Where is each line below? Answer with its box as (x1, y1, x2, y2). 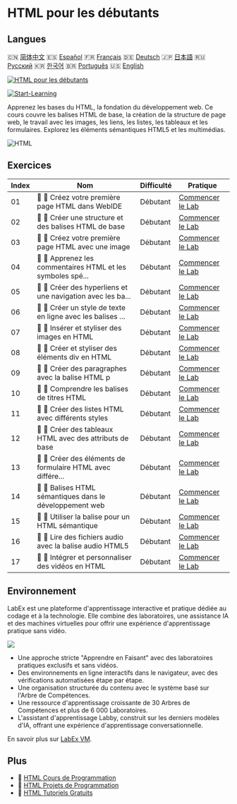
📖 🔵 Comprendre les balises (37, 383, 129, 393)
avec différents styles (37, 413, 109, 423)
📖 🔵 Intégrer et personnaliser (37, 552, 132, 562)
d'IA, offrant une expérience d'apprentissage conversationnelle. (17, 721, 203, 729)
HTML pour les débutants (7, 5, 160, 21)
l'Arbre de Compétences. (17, 690, 90, 700)
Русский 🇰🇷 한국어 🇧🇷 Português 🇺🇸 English (7, 61, 145, 70)
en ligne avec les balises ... (37, 311, 126, 321)
